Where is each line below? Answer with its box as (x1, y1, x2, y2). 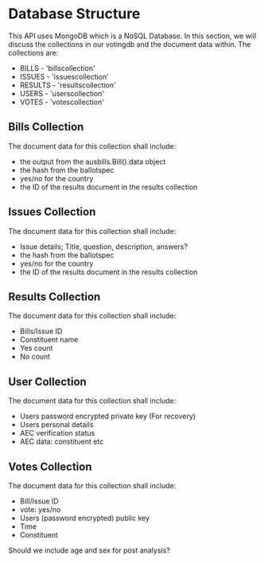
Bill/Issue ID (19, 496, 59, 506)
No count (19, 351, 51, 362)
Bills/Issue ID (19, 327, 63, 336)
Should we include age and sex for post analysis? (8, 546, 171, 555)
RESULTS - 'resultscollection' (19, 80, 117, 90)
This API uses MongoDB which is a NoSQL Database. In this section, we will (8, 31, 257, 41)
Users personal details (19, 420, 94, 429)
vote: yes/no (19, 505, 61, 514)
